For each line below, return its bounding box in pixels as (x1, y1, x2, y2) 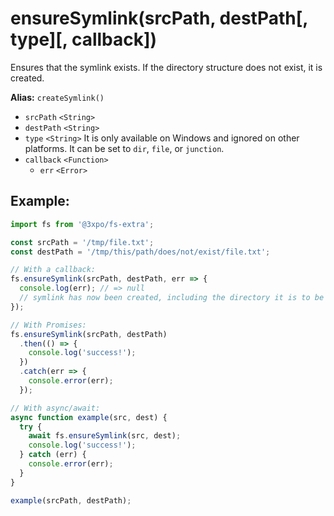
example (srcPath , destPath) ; (10, 495, 132, 506)
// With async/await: (10, 403, 101, 413)
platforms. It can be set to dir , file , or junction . (24, 142, 225, 154)
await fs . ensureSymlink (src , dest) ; (28, 431, 182, 441)
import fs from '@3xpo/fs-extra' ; (10, 219, 155, 229)
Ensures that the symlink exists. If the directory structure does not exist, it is (10, 61, 323, 73)
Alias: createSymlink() (10, 91, 105, 103)
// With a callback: (10, 265, 97, 275)
